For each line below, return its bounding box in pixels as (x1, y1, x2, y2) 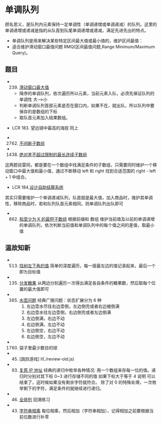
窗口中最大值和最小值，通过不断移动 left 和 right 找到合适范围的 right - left (9, 168, 156, 173)
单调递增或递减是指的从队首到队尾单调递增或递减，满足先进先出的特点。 (5, 27, 148, 33)
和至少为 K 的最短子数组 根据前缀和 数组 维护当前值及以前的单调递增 (19, 216, 155, 222)
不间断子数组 (19, 140, 45, 146)
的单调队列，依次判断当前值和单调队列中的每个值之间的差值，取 (19, 222, 146, 228)
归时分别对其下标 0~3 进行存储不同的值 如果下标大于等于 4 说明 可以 (19, 373, 156, 379)
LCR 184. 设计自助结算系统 (12, 184, 64, 190)
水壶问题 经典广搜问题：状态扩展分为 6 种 (19, 297, 102, 303)
